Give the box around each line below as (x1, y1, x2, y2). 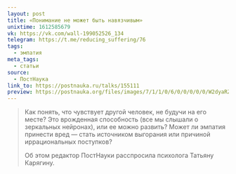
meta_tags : (7, 56, 39, 63)
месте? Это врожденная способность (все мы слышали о (24, 115, 199, 123)
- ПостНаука (13, 75, 49, 83)
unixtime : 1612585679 (7, 23, 71, 30)
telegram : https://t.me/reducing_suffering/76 (7, 36, 146, 43)
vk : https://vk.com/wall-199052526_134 (7, 29, 124, 37)
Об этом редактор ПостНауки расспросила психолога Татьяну (24, 152, 214, 160)
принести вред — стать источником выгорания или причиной (24, 130, 211, 139)
